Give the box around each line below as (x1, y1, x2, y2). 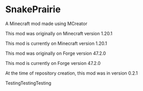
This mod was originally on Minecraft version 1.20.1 (5, 30, 112, 36)
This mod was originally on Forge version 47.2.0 (5, 50, 106, 56)
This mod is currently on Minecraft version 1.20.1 (5, 40, 107, 47)
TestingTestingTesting (5, 80, 52, 86)
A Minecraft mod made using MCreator (5, 20, 88, 27)
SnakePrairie (5, 4, 61, 15)
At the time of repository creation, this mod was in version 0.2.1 (5, 70, 138, 76)
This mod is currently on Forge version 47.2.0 (5, 60, 101, 66)
